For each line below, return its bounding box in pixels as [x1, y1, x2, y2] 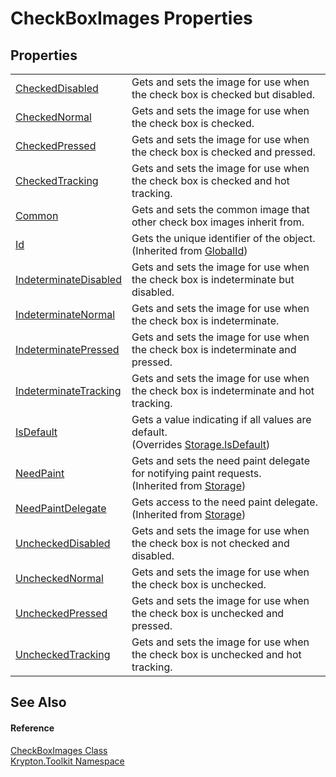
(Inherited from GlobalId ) [131, 244, 248, 257]
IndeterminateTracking [15, 384, 122, 397]
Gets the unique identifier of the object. [131, 232, 316, 245]
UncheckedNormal [15, 572, 104, 585]
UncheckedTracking [15, 648, 111, 661]
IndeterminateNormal [15, 308, 116, 321]
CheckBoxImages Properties [10, 7, 253, 30]
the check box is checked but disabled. [131, 88, 315, 101]
